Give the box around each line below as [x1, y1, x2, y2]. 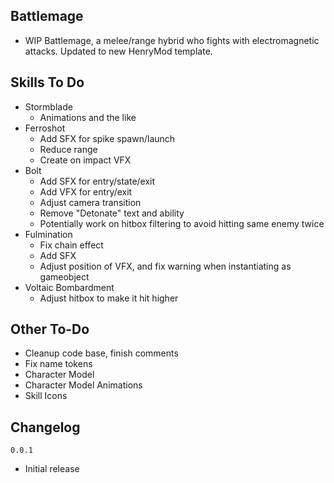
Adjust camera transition [39, 196, 142, 208]
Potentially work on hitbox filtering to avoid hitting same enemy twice [39, 217, 325, 229]
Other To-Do [10, 321, 90, 338]
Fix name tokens [24, 358, 93, 370]
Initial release [24, 463, 80, 475]
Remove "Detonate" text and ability [39, 207, 185, 219]
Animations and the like [39, 111, 137, 123]
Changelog [10, 419, 81, 436]
